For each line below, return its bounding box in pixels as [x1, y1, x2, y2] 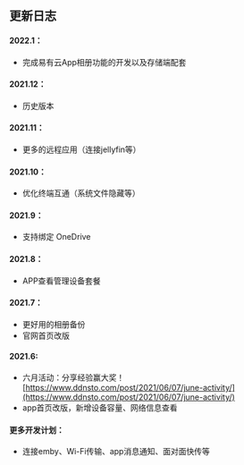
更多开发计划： [9, 424, 64, 435]
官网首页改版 [21, 330, 70, 341]
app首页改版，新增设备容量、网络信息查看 [21, 402, 178, 413]
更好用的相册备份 [21, 318, 86, 329]
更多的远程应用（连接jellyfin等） [21, 144, 141, 155]
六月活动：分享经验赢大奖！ [21, 372, 125, 383]
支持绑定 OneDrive [21, 232, 91, 242]
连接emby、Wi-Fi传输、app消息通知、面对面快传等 [21, 446, 210, 457]
